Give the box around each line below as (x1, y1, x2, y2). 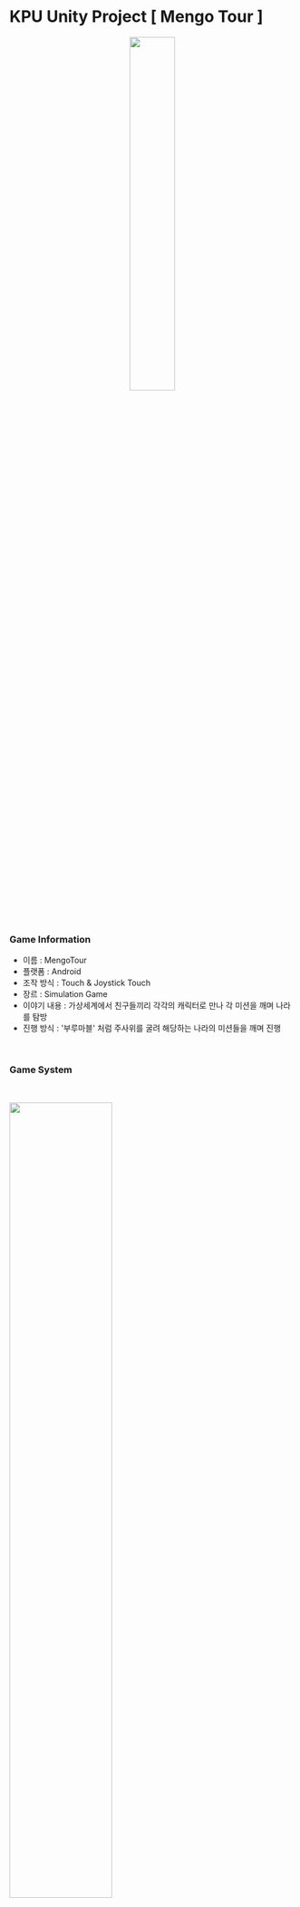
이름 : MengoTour (22, 954, 88, 966)
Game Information (9, 933, 92, 945)
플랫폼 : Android (22, 966, 82, 977)
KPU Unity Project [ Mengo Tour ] (9, 6, 264, 27)
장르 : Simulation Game (22, 989, 108, 1000)
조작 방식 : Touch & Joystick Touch (22, 977, 151, 989)
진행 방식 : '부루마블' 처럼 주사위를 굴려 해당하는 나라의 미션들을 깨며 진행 (22, 1022, 281, 1034)
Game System (9, 1063, 73, 1076)
